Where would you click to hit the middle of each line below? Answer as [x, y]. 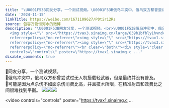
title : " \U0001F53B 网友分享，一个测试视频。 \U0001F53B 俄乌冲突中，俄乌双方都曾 [82, 10]
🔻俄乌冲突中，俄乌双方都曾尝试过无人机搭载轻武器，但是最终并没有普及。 [82, 78]
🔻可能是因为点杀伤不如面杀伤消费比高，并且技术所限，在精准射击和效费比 [82, 84]
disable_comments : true [30, 57]
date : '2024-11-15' [26, 15]
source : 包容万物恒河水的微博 [33, 24]
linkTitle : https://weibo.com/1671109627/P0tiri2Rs [60, 19]
